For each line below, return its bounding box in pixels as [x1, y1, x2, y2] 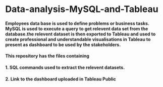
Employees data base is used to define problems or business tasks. [5, 20, 150, 26]
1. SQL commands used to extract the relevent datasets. [5, 64, 125, 70]
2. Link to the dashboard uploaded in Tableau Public [5, 76, 116, 82]
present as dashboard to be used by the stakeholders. [5, 41, 121, 47]
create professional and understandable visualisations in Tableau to [5, 36, 151, 42]
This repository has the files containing [5, 53, 90, 59]
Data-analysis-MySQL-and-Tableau [5, 3, 158, 15]
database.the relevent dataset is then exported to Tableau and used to [5, 31, 156, 37]
